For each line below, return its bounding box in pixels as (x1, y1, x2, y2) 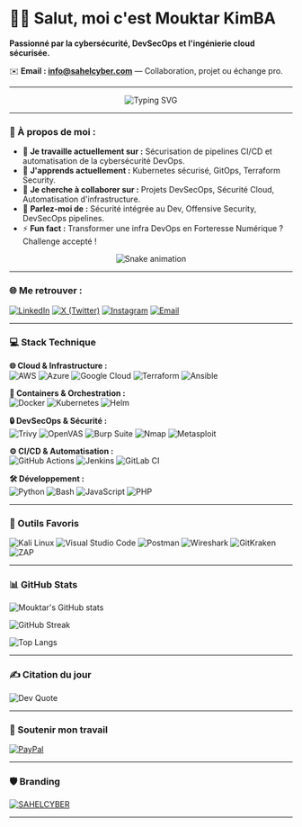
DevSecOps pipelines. (22, 213, 105, 224)
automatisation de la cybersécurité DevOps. (22, 156, 185, 166)
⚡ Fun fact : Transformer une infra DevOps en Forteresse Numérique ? (22, 223, 284, 234)
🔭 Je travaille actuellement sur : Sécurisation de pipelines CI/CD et (22, 146, 272, 157)
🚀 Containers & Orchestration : (9, 387, 126, 399)
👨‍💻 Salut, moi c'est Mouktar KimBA (9, 8, 276, 29)
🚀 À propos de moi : (9, 125, 96, 138)
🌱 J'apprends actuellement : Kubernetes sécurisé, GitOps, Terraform (22, 166, 281, 176)
